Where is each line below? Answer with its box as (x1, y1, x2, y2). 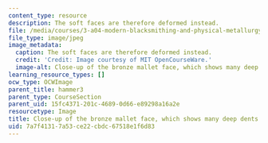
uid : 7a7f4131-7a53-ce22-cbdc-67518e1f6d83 (8, 122, 156, 130)
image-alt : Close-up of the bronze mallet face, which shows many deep (15, 64, 259, 71)
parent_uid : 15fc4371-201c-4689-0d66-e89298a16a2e (8, 100, 180, 108)
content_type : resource (8, 11, 88, 20)
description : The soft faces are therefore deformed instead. (8, 19, 219, 27)
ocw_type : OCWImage (8, 78, 73, 86)
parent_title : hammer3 (8, 85, 84, 94)
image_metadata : (8, 41, 62, 49)
